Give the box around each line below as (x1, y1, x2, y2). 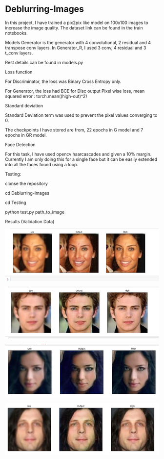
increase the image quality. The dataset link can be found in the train (5, 25, 143, 30)
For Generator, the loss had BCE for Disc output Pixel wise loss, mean (5, 88, 145, 94)
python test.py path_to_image (5, 209, 65, 215)
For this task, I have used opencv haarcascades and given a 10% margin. (5, 151, 152, 157)
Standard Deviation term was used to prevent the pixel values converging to (5, 112, 158, 118)
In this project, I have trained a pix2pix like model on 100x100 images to (5, 20, 148, 25)
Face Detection (5, 141, 36, 148)
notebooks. (5, 30, 28, 36)
